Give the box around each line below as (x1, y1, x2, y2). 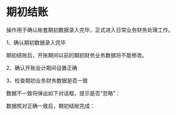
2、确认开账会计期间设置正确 (6, 64, 78, 72)
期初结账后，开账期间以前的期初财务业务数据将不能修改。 (6, 51, 147, 58)
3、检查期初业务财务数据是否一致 (6, 77, 88, 84)
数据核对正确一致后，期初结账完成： (6, 102, 95, 109)
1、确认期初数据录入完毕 (6, 39, 66, 46)
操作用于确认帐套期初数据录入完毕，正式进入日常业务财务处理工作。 (6, 26, 174, 33)
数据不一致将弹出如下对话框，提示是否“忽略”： (6, 89, 121, 97)
